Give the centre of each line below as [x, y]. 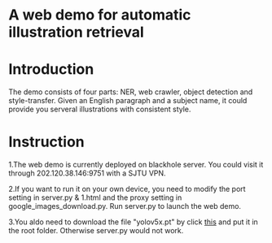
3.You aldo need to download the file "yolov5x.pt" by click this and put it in [133, 222]
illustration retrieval [76, 32]
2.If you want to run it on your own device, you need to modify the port [127, 189]
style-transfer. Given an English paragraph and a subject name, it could [128, 101]
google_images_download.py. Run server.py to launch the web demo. [125, 206]
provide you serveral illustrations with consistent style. [100, 109]
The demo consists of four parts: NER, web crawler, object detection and [131, 92]
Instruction [46, 142]
